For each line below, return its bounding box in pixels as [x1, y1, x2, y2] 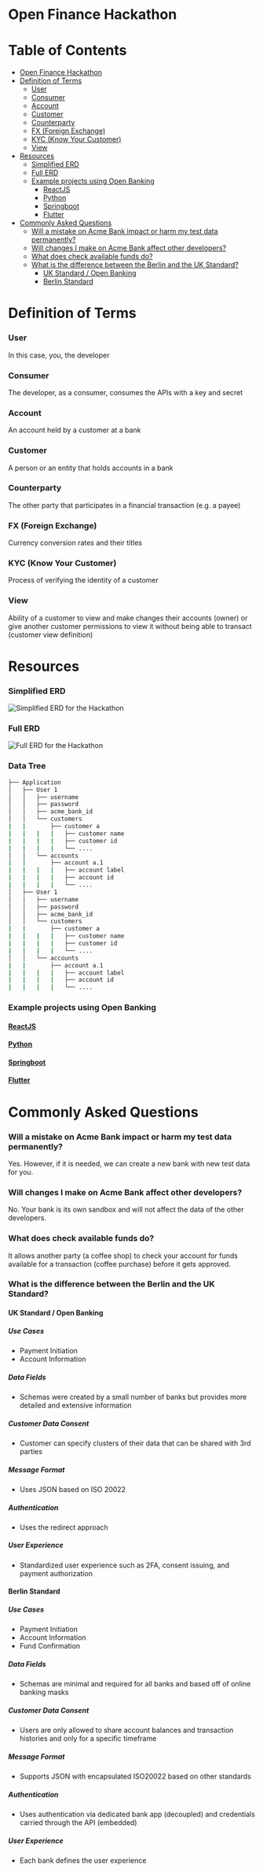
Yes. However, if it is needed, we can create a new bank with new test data [8, 1159, 250, 1168]
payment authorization [19, 1568, 93, 1578]
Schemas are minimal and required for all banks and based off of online [19, 1679, 251, 1689]
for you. [8, 1167, 34, 1176]
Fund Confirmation [19, 1642, 81, 1651]
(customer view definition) [8, 630, 93, 639]
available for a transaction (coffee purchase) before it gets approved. [8, 1259, 232, 1268]
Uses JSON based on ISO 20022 [19, 1484, 126, 1494]
